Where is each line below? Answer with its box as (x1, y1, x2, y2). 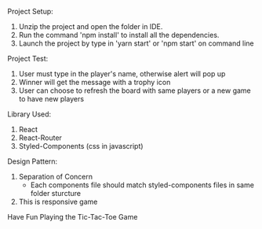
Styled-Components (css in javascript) (18, 142, 144, 150)
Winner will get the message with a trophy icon (18, 78, 171, 87)
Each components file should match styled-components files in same (30, 180, 254, 190)
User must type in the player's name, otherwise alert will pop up (18, 69, 226, 78)
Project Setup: (7, 7, 54, 16)
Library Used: (7, 109, 52, 119)
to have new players (18, 94, 84, 103)
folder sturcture (30, 189, 82, 198)
